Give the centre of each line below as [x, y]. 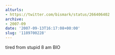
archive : [14, 19]
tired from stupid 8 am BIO [33, 47]
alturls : [14, 10]
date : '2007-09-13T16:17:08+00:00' [43, 28]
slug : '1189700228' [26, 33]
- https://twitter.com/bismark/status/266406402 [58, 14]
